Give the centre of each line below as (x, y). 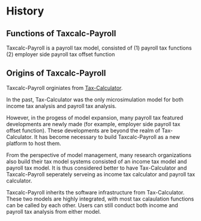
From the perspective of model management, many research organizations (99, 155)
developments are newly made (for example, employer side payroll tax (93, 124)
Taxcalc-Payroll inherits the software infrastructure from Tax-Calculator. (95, 192)
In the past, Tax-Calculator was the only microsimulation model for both (95, 99)
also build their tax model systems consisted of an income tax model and (97, 161)
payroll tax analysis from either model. (54, 211)
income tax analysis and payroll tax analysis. (61, 106)
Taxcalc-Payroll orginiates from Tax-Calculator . (65, 88)
